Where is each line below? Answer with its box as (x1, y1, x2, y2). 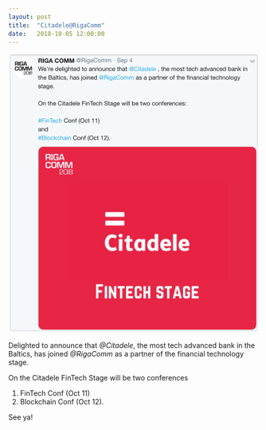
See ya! (8, 412, 33, 422)
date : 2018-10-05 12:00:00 (8, 30, 105, 37)
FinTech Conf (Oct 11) (19, 389, 90, 398)
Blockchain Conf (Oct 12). (19, 397, 104, 407)
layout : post (8, 13, 52, 21)
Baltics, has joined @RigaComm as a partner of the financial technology (8, 349, 244, 359)
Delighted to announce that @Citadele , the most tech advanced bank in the (8, 341, 256, 350)
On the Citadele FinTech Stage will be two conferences (8, 373, 189, 383)
